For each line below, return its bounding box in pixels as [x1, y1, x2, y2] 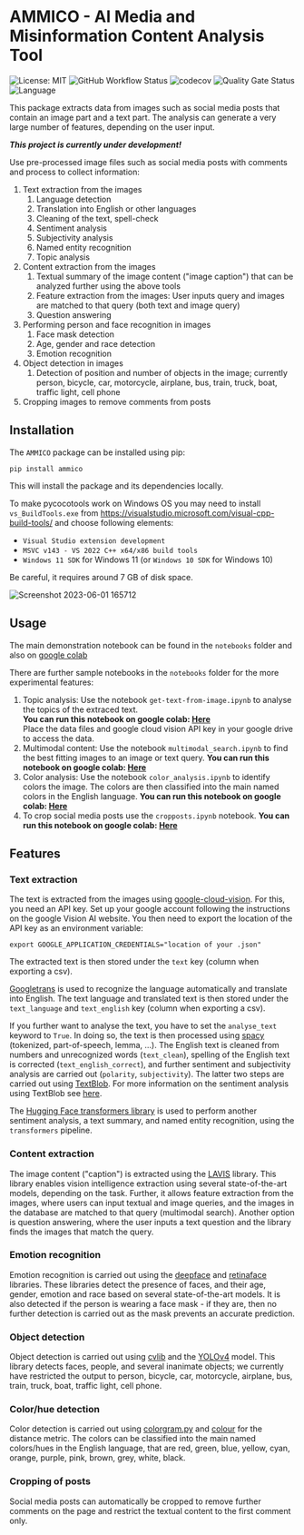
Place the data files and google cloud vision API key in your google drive [22, 723, 293, 734]
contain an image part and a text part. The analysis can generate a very [9, 112, 277, 123]
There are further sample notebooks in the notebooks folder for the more [9, 667, 279, 678]
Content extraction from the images [22, 261, 156, 272]
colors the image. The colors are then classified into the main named [22, 781, 279, 792]
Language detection [35, 193, 112, 204]
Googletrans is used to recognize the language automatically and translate [9, 984, 288, 995]
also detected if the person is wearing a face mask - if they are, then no [9, 1298, 277, 1309]
